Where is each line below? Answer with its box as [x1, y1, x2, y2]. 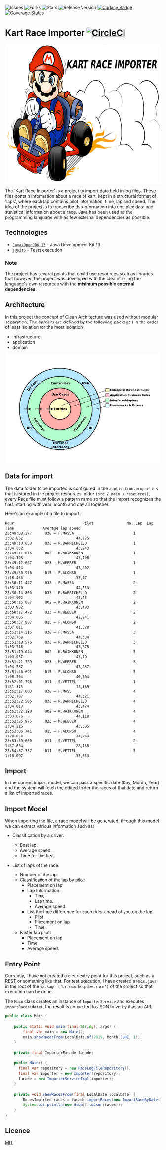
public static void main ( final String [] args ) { [14, 1024, 116, 1029]
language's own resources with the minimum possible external [5, 281, 135, 287]
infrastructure [12, 334, 41, 340]
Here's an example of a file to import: [5, 510, 81, 516]
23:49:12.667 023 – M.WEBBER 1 [5, 560, 136, 565]
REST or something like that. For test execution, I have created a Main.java [5, 978, 157, 984]
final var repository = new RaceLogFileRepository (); [18, 1066, 132, 1071]
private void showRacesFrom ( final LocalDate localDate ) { [14, 1092, 136, 1097]
